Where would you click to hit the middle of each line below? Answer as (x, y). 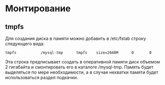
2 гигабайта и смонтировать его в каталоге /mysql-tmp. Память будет (79, 67)
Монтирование (38, 9)
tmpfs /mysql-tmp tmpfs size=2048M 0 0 (79, 53)
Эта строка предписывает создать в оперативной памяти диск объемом (82, 62)
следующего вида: (25, 44)
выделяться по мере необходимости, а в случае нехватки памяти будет (82, 72)
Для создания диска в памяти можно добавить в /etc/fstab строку (76, 38)
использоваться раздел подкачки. (42, 77)
